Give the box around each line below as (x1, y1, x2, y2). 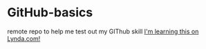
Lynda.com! (7, 34, 41, 42)
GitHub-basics (7, 5, 93, 20)
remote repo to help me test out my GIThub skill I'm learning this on (7, 27, 199, 35)
